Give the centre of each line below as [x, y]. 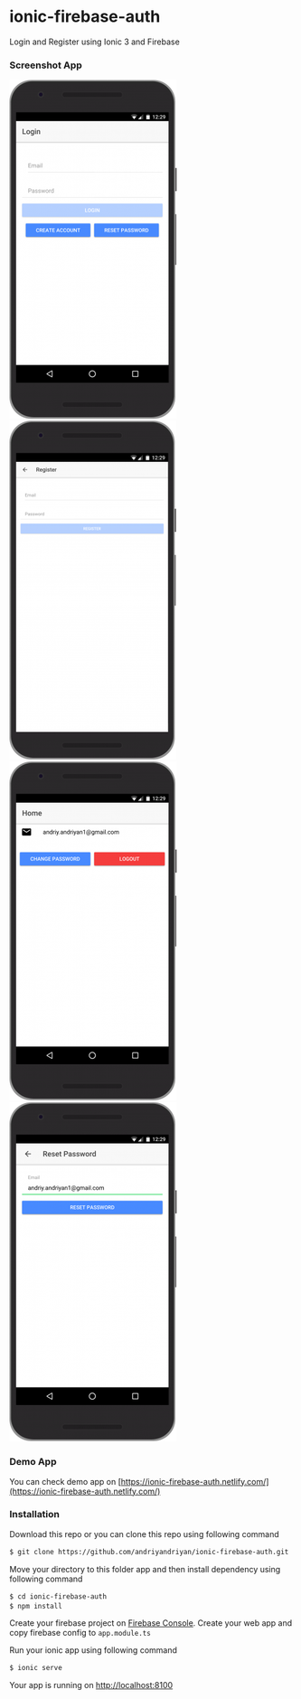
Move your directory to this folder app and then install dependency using [145, 1569]
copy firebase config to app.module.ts [80, 1633]
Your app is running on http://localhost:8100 [91, 1685]
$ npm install [36, 1606]
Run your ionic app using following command [94, 1650]
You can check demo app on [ [66, 1481]
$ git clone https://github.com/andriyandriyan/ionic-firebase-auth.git [149, 1552]
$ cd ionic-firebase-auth [58, 1596]
